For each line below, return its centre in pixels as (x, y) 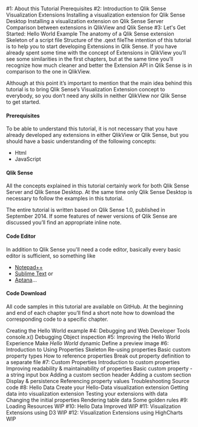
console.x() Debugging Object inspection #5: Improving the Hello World (93, 337)
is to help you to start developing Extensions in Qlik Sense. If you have (92, 46)
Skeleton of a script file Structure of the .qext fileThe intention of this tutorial (99, 40)
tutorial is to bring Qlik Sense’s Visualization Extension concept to (86, 89)
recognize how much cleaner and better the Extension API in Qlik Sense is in (99, 65)
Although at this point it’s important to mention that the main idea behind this (99, 83)
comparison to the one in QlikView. (48, 71)
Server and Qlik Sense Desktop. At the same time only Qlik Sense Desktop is (99, 192)
